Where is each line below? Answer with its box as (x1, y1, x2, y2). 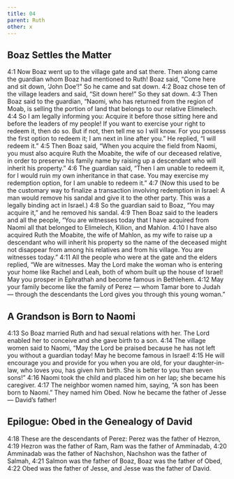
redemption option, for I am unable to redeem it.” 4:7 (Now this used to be (7, 179, 220, 187)
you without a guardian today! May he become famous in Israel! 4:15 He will (7, 351, 225, 360)
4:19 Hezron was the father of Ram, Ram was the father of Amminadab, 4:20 (7, 441, 227, 450)
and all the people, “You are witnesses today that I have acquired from (7, 216, 210, 224)
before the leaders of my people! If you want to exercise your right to (7, 119, 206, 128)
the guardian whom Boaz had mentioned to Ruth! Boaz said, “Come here (7, 75, 217, 84)
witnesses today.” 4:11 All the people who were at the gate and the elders (7, 253, 218, 262)
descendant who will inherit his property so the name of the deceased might (7, 238, 227, 246)
